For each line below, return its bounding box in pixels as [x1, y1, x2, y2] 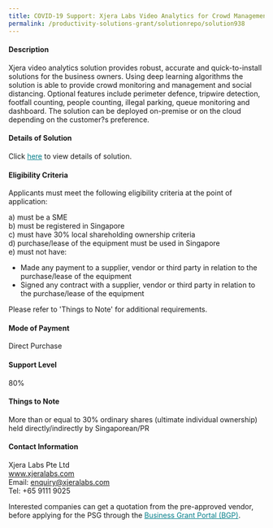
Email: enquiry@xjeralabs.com [8, 477, 110, 487]
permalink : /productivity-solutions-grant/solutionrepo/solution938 [8, 20, 245, 28]
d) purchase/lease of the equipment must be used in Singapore [8, 238, 221, 248]
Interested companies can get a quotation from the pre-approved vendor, [8, 501, 254, 511]
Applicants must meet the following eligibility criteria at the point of [8, 188, 233, 198]
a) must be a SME [8, 212, 67, 222]
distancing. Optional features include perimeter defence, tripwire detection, [8, 89, 261, 98]
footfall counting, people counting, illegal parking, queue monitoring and [8, 97, 250, 107]
